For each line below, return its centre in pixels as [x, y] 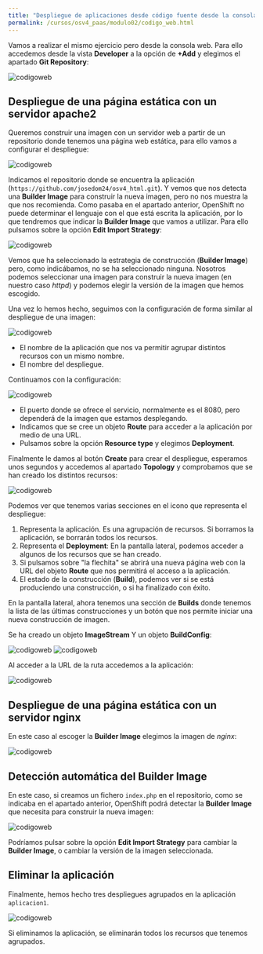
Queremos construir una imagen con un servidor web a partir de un [117, 133]
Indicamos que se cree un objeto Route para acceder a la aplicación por [136, 427]
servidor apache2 [52, 113]
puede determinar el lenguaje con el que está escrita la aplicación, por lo [126, 214]
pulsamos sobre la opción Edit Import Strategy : [85, 230]
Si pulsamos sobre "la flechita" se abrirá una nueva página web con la [132, 563]
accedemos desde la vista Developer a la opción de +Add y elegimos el [124, 53]
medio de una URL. [50, 435]
